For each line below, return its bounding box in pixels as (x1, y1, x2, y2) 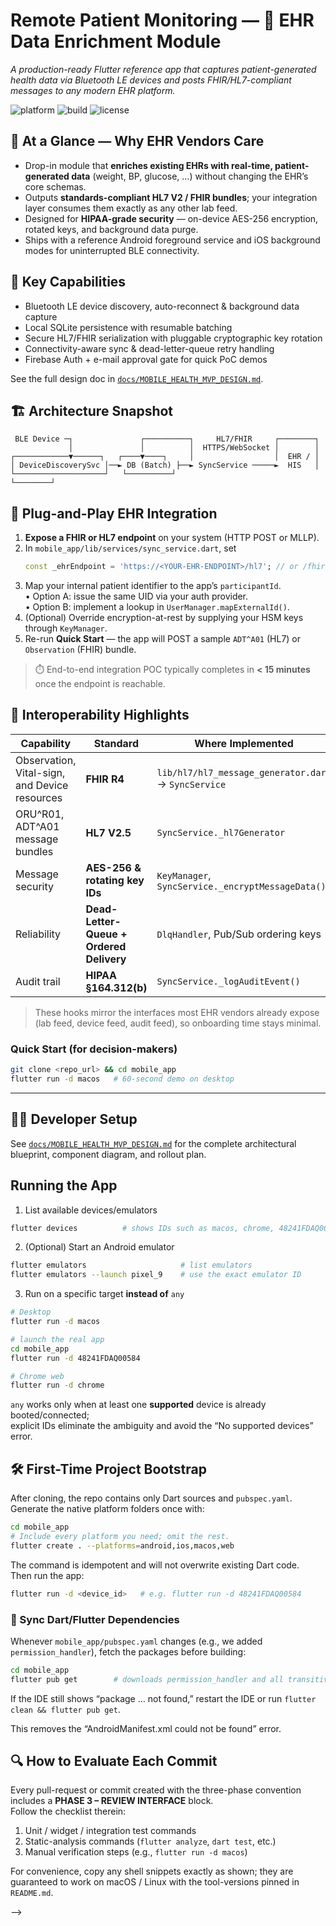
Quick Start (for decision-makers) (10, 1042, 178, 1056)
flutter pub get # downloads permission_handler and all (10, 1674, 284, 1684)
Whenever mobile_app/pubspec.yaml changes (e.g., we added (10, 1635, 263, 1647)
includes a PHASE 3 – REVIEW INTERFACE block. (10, 1795, 214, 1807)
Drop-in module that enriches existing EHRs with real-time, (24, 159, 273, 171)
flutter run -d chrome (10, 1380, 105, 1391)
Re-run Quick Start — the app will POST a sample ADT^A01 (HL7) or (24, 633, 302, 645)
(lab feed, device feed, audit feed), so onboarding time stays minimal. (34, 1017, 322, 1029)
